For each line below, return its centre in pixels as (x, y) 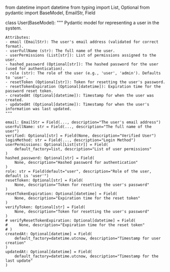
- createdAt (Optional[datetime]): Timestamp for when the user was (80, 95)
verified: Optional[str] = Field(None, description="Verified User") (81, 136)
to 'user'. (17, 78)
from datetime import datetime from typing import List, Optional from (78, 7)
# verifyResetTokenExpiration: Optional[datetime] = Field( (71, 220)
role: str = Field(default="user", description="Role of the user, (79, 171)
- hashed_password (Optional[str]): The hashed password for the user (82, 64)
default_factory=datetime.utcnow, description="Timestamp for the (87, 256)
